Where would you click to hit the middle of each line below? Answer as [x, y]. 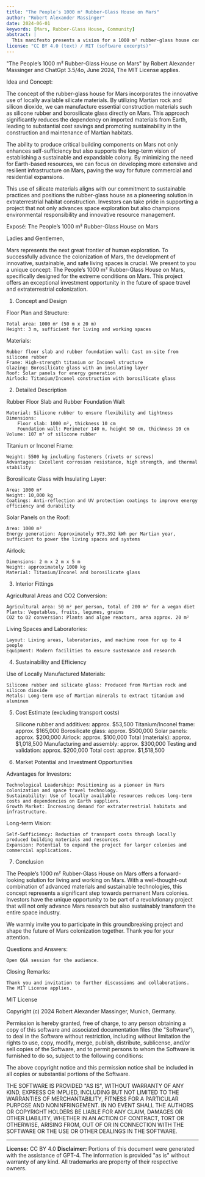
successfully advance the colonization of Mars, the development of [91, 257]
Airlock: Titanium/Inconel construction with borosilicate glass [91, 378]
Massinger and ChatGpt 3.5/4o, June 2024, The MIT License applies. [93, 70]
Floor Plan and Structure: [38, 313]
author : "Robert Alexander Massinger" [56, 18]
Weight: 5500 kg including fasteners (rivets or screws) [80, 457]
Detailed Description [41, 390]
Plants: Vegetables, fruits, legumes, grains [65, 612]
